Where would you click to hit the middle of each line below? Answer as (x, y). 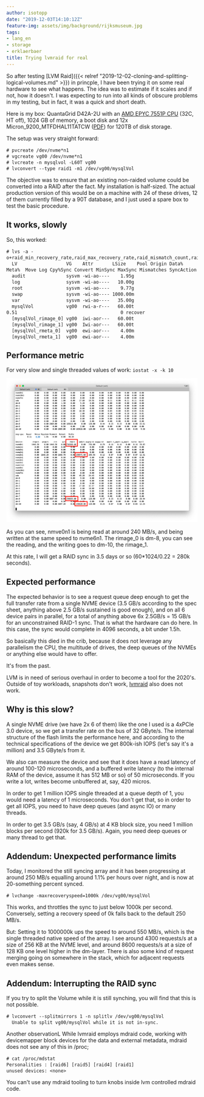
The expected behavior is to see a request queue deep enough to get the (98, 596)
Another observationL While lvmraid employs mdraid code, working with (97, 1034)
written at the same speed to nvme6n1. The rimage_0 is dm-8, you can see (100, 538)
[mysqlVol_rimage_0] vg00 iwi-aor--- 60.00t (73, 319)
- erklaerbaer (24, 52)
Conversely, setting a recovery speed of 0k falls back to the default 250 (96, 914)
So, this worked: (27, 239)
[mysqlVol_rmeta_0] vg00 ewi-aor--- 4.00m (73, 331)
